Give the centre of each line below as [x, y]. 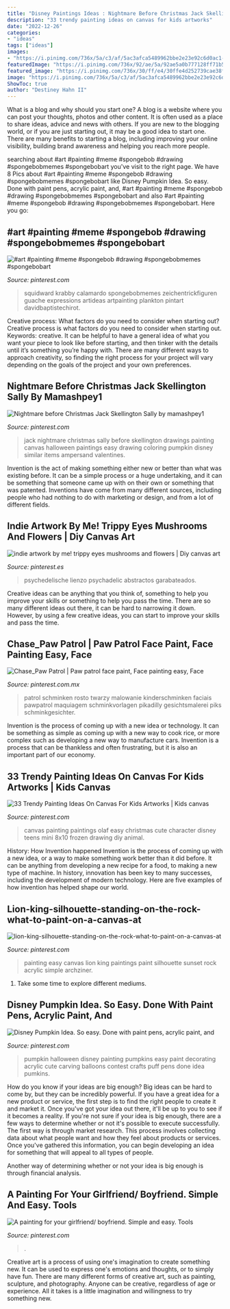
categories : [24, 33]
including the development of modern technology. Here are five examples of [115, 880]
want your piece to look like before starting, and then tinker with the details [113, 343]
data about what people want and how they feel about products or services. [114, 1137]
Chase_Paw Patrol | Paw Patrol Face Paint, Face [110, 644]
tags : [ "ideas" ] [30, 45]
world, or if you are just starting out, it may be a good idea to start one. [107, 132]
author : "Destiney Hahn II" [47, 90]
